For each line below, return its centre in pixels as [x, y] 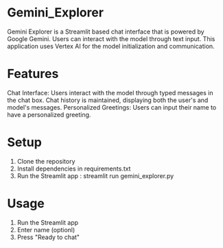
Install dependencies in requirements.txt [74, 169]
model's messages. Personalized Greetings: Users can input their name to [112, 107]
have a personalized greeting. [49, 114]
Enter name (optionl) [46, 230]
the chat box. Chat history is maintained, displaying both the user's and [108, 100]
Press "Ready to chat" [48, 237]
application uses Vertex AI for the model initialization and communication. [111, 46]
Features [33, 74]
